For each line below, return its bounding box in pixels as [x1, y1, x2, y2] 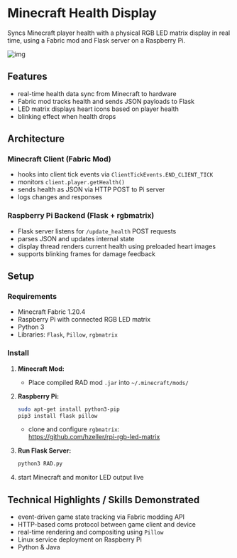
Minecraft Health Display [7, 5, 158, 21]
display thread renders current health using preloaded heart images [17, 242, 216, 251]
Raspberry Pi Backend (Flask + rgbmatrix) [7, 211, 155, 221]
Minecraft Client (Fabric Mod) [7, 154, 111, 164]
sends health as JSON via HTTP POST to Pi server [17, 185, 165, 194]
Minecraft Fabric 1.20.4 [17, 307, 86, 316]
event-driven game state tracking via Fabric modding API [17, 512, 185, 521]
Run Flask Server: [17, 446, 72, 455]
